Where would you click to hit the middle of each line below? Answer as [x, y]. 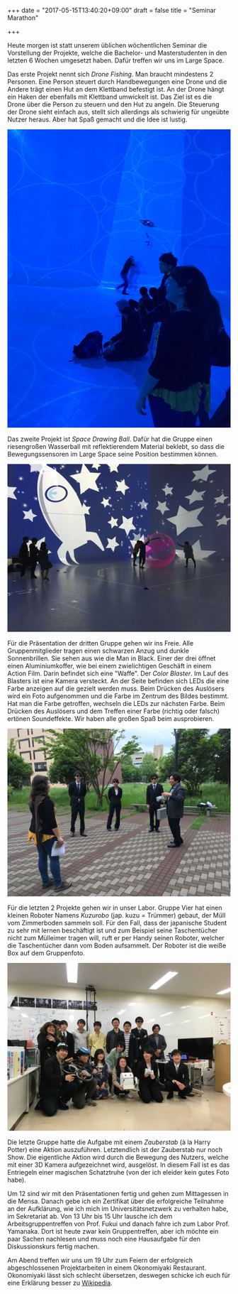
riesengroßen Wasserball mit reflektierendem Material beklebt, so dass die [116, 446]
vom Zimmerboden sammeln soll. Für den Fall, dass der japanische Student [117, 923]
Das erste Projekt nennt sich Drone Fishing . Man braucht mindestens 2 [110, 74]
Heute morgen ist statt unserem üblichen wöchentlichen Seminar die [107, 45]
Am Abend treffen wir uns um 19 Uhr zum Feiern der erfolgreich [100, 1260]
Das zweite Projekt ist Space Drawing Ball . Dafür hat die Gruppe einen [110, 439]
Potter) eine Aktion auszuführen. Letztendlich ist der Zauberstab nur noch [115, 1149]
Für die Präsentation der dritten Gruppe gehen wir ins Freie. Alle [100, 643]
